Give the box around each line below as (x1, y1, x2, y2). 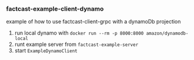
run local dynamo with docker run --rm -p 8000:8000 (14, 29, 144, 36)
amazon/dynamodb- (146, 31, 189, 36)
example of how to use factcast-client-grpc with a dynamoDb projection (6, 18, 181, 25)
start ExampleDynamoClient (14, 47, 78, 54)
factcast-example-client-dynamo (6, 5, 104, 13)
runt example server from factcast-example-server (14, 41, 139, 48)
